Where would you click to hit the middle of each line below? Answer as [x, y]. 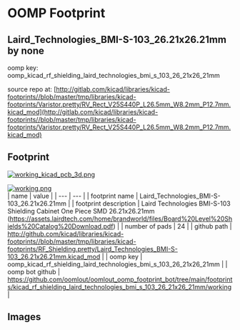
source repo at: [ [32, 89]
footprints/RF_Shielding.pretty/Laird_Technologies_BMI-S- [93, 249]
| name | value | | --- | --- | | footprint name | [73, 196]
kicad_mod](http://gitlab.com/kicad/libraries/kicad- [83, 112]
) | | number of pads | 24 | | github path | [172, 226]
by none [26, 50]
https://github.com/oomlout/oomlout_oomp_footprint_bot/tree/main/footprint [120, 279]
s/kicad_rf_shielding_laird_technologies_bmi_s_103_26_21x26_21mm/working [120, 286]
